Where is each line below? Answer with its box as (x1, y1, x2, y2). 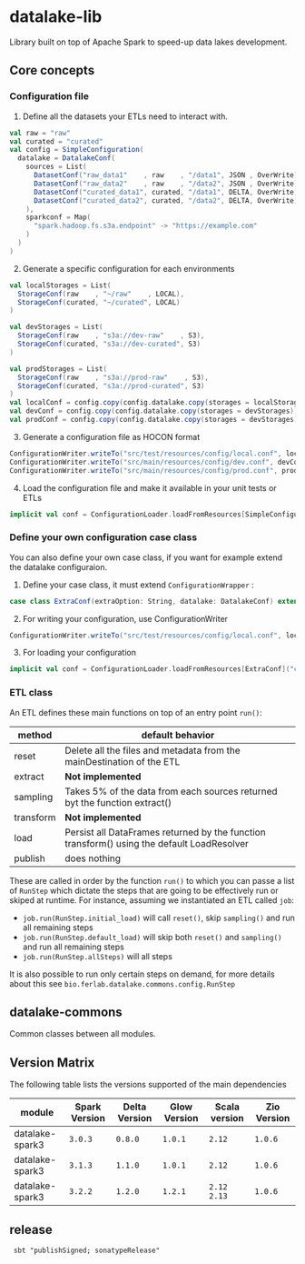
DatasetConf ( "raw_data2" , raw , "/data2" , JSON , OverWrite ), (33, 179, 302, 188)
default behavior (141, 728, 215, 741)
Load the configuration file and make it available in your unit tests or (22, 482, 277, 493)
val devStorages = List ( (9, 323, 103, 332)
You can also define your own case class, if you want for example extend (9, 552, 283, 563)
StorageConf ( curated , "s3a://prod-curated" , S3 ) (17, 381, 205, 390)
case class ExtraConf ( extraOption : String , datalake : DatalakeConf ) (9, 597, 274, 606)
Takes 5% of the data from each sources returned (64, 785, 279, 798)
